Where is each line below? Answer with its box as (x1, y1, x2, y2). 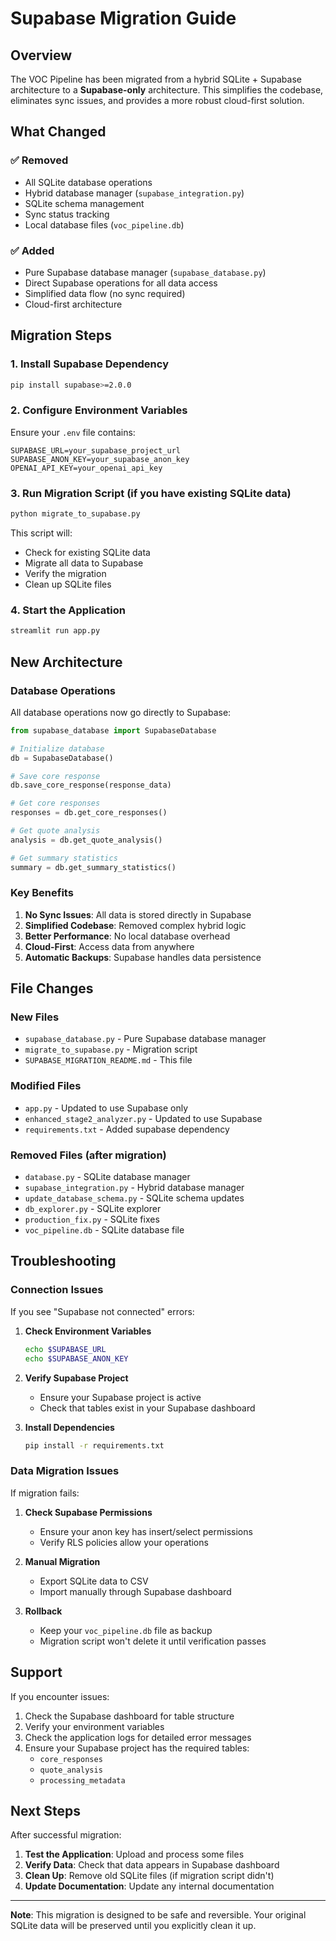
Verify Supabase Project (24, 1372, 129, 1384)
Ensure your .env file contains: (10, 426, 136, 438)
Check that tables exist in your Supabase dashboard (39, 1402, 256, 1414)
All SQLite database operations (24, 176, 153, 188)
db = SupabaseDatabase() (10, 753, 114, 763)
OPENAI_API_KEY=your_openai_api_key (10, 463, 163, 473)
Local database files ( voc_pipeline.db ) (24, 218, 185, 231)
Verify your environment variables (24, 1720, 165, 1732)
